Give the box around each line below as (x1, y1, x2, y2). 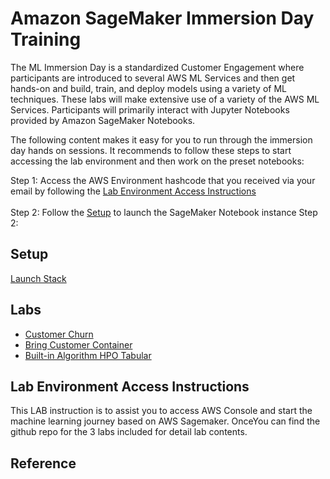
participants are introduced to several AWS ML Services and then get (10, 72, 296, 84)
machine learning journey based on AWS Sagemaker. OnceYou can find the (10, 415, 321, 427)
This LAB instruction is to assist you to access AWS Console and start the (10, 405, 313, 417)
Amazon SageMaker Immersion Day (10, 7, 315, 30)
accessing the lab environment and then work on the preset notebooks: (10, 155, 305, 167)
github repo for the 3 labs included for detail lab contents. (10, 426, 248, 438)
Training (10, 28, 82, 51)
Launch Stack (10, 272, 67, 284)
